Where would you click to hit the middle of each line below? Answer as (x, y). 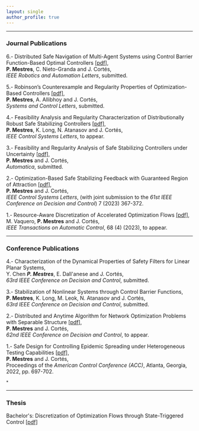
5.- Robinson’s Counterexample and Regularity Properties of (79, 87)
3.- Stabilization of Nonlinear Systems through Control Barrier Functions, (95, 292)
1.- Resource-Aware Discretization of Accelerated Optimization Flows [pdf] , (98, 215)
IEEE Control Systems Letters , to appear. (55, 136)
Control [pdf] (22, 422)
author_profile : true (33, 17)
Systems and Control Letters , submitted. (55, 106)
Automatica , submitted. (35, 166)
